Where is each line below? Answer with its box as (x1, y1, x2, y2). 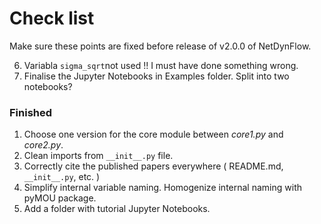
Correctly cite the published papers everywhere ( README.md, (23, 160, 284, 172)
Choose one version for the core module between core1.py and (23, 128, 284, 141)
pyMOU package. (23, 192, 97, 204)
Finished (9, 105, 53, 119)
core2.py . (23, 139, 64, 151)
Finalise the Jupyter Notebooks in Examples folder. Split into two (23, 70, 290, 82)
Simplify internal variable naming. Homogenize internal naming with (23, 182, 302, 194)
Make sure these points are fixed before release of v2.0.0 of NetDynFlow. (9, 40, 312, 52)
